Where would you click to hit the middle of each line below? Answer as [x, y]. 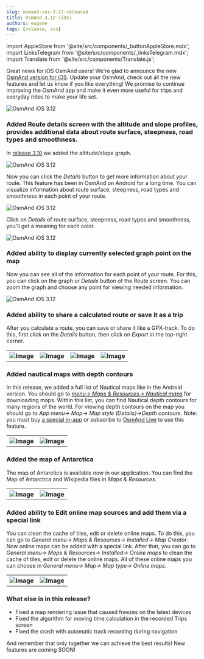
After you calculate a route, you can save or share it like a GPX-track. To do [100, 328]
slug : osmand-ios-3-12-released [47, 12]
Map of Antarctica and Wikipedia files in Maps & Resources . [82, 479]
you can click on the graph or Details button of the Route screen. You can [98, 281]
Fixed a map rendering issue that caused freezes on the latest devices [103, 612]
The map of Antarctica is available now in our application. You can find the [100, 473]
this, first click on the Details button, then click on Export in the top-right [97, 335]
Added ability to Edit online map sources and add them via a [97, 512]
